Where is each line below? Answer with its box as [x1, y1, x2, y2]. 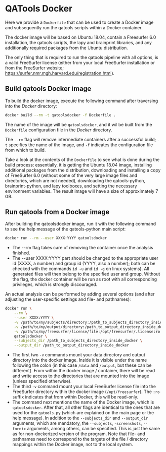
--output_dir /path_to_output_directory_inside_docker [14, 343, 129, 348]
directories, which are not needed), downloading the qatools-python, [5, 177, 146, 183]
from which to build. [5, 147, 46, 153]
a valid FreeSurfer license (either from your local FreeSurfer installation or [5, 59, 155, 65]
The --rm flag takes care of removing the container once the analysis [12, 245, 153, 251]
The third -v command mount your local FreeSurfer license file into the [12, 384, 156, 390]
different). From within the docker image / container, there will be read [12, 368, 155, 374]
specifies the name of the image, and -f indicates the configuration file [8, 142, 153, 148]
